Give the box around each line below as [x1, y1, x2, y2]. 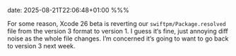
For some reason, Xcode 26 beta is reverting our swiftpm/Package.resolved [7, 20, 226, 27]
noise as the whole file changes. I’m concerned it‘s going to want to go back [7, 34, 229, 43]
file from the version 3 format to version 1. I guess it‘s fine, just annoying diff [7, 27, 228, 35]
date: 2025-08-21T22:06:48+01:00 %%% [7, 6, 129, 14]
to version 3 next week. [7, 42, 76, 50]
